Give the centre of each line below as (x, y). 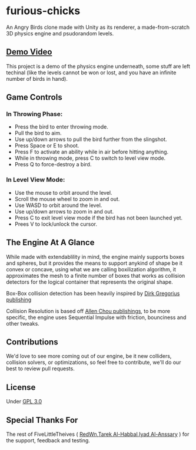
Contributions (32, 342)
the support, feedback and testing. (48, 440)
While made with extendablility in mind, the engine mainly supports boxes (95, 257)
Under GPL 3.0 (24, 402)
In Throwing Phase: (34, 114)
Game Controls (34, 98)
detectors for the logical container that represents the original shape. (90, 282)
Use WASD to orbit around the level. (58, 205)
